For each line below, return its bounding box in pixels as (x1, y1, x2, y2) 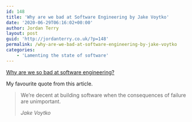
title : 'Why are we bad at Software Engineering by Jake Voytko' (6, 14, 169, 20)
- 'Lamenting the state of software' (16, 52, 109, 58)
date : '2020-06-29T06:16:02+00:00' (6, 19, 93, 25)
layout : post (6, 31, 38, 37)
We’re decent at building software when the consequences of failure (20, 91, 187, 98)
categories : (6, 47, 35, 53)
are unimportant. (20, 98, 61, 105)
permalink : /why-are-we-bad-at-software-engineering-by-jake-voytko (6, 42, 177, 48)
